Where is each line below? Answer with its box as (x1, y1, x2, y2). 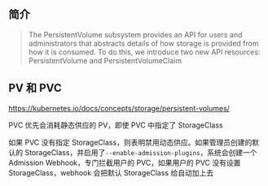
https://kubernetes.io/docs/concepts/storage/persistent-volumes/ (8, 103, 231, 113)
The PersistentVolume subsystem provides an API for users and (28, 29, 243, 39)
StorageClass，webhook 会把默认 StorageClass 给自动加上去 (8, 167, 214, 177)
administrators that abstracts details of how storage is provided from (28, 38, 259, 48)
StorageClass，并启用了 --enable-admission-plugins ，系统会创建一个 (24, 147, 258, 157)
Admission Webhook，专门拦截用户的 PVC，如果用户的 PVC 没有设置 (8, 158, 241, 167)
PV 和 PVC (8, 81, 63, 95)
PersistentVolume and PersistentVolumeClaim (28, 55, 182, 65)
